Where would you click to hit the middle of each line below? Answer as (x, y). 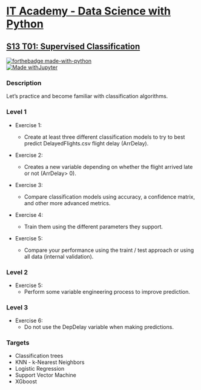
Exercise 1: (28, 125)
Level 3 (17, 307)
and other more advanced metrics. (67, 203)
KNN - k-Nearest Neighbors (50, 362)
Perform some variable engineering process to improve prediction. (107, 291)
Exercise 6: (29, 321)
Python (25, 24)
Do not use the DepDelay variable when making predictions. (99, 327)
